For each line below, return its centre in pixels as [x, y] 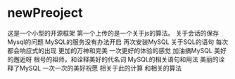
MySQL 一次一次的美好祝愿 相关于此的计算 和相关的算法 [100, 68]
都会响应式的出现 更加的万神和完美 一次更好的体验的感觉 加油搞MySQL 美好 [117, 50]
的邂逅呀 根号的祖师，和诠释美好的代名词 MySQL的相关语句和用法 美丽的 [113, 59]
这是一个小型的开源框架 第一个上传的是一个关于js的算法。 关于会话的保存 [113, 33]
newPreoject [45, 13]
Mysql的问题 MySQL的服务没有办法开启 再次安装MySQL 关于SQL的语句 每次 [118, 42]
